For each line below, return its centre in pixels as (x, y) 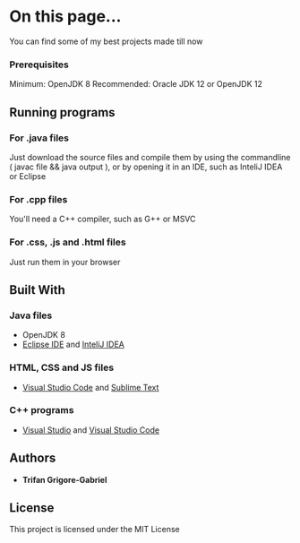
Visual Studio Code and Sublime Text (90, 387)
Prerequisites (39, 65)
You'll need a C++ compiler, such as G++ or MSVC (103, 219)
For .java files (39, 138)
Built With (37, 290)
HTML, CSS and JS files (62, 367)
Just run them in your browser (65, 262)
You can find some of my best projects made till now (106, 41)
